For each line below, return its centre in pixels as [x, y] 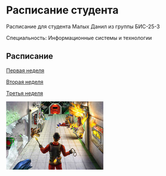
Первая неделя [25, 70]
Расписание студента [62, 10]
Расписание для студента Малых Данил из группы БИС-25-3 [83, 26]
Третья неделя [24, 93]
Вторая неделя [25, 82]
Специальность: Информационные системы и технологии [79, 38]
